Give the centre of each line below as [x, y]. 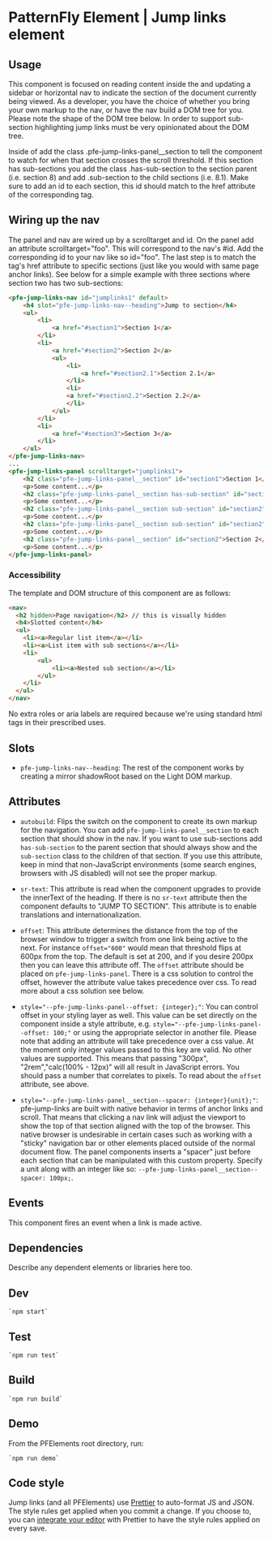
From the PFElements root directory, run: [76, 1443]
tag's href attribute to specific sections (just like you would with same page [134, 265]
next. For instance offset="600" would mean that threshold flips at [130, 947]
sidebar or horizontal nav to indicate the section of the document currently [133, 93]
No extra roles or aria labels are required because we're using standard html [136, 714]
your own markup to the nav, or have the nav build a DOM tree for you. [126, 110]
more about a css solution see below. [82, 991]
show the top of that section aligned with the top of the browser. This [135, 1125]
